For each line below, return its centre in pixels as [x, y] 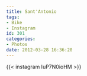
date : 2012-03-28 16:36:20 [39, 50]
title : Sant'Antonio [32, 11]
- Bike [14, 22]
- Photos [17, 45]
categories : [21, 39]
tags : [13, 17]
